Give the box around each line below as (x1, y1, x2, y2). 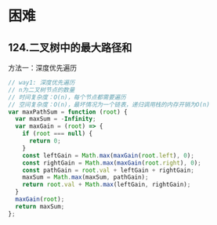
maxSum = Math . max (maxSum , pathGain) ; (22, 173, 149, 181)
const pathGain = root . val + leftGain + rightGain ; (22, 166, 194, 174)
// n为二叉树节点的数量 (8, 85, 75, 94)
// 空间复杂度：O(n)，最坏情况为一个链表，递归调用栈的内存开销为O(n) (8, 100, 210, 108)
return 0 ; (28, 137, 61, 145)
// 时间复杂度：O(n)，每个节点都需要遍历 (8, 93, 127, 101)
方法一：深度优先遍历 (8, 64, 77, 72)
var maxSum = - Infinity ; (15, 115, 96, 123)
